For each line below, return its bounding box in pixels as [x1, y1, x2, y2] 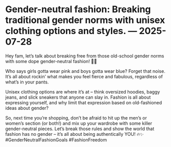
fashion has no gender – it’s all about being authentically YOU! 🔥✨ [5, 131, 144, 137]
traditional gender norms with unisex [5, 14, 165, 26]
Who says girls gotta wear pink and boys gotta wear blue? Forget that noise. [5, 68, 166, 74]
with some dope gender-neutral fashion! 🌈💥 [5, 58, 97, 64]
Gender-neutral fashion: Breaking [5, 4, 151, 15]
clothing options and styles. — [5, 25, 137, 37]
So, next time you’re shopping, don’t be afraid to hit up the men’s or [5, 114, 147, 121]
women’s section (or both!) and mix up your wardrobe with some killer [5, 120, 152, 126]
